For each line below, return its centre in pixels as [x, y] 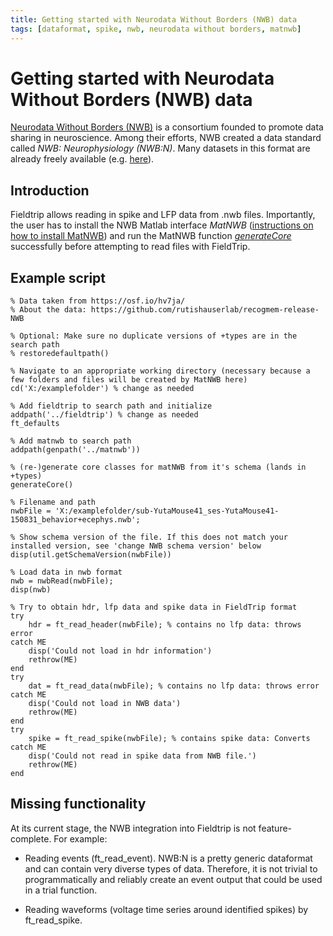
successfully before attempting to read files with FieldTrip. [130, 247]
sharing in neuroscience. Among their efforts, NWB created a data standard [166, 138]
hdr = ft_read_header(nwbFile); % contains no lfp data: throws [165, 625]
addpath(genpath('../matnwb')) [75, 450]
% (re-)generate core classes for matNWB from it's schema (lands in [158, 467]
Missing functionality [78, 804]
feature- [275, 828]
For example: [80, 838]
